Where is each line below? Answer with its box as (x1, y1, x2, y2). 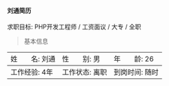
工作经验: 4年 (10, 68, 53, 77)
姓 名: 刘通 (10, 55, 56, 64)
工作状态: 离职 (62, 68, 107, 77)
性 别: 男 (62, 55, 101, 64)
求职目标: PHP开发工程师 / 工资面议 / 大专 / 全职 (7, 23, 142, 31)
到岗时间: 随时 (114, 68, 159, 77)
